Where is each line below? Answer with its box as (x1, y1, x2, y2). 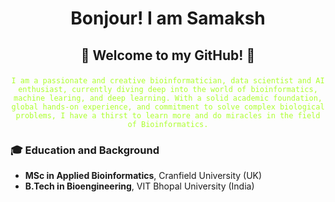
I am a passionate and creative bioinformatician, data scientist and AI (11, 75, 325, 86)
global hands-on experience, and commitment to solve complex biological (11, 102, 325, 112)
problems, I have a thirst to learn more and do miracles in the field (15, 110, 321, 121)
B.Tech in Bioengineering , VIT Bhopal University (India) (24, 180, 255, 192)
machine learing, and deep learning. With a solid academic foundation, (13, 93, 323, 103)
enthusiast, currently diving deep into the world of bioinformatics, (18, 84, 318, 94)
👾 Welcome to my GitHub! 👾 (80, 47, 256, 64)
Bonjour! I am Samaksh (70, 7, 266, 30)
